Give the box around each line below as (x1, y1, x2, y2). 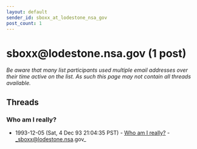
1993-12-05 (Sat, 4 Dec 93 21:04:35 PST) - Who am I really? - (15, 129, 170, 136)
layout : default (6, 9, 47, 15)
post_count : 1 (6, 20, 43, 26)
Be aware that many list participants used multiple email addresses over (6, 66, 188, 74)
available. (6, 80, 32, 87)
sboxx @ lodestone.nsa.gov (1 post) (6, 46, 187, 60)
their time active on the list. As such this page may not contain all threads (6, 73, 192, 80)
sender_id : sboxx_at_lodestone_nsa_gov (6, 15, 108, 21)
